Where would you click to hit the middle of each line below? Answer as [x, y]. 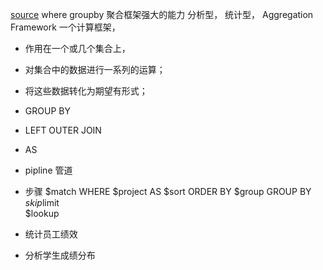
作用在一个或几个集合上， [77, 48]
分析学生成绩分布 [60, 255]
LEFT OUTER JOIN [63, 130]
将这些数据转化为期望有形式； [86, 91]
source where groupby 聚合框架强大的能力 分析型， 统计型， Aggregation [162, 14]
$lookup [42, 213]
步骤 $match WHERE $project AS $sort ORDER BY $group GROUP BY [168, 191]
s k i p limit [42, 202]
